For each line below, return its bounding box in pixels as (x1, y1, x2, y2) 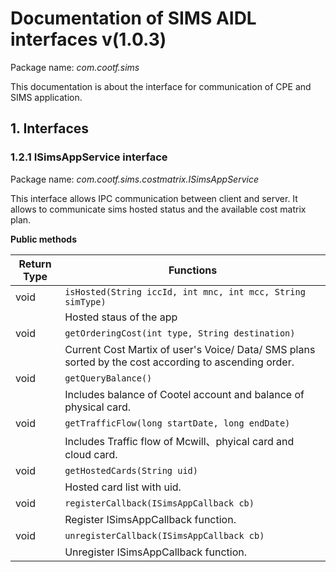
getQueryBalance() (64, 372, 153, 384)
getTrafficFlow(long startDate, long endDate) (64, 417, 291, 429)
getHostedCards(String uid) (64, 465, 198, 476)
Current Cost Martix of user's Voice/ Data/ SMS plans (64, 342, 316, 356)
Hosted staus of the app (64, 310, 178, 324)
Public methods (10, 233, 77, 245)
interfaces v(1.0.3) (10, 28, 167, 51)
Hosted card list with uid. (64, 480, 182, 494)
